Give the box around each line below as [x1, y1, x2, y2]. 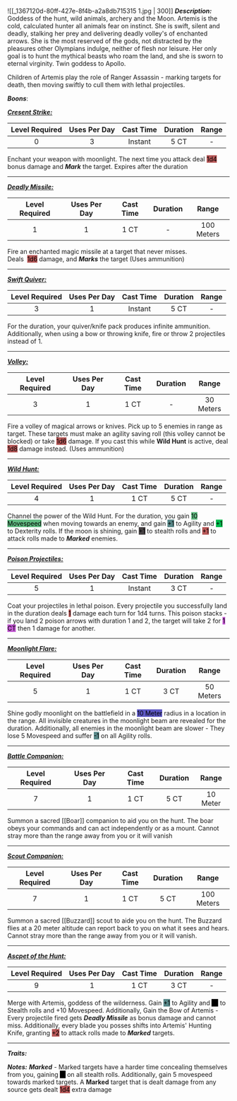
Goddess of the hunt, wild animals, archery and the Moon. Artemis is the [7, 14, 218, 23]
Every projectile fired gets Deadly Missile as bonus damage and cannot [7, 1014, 217, 1022]
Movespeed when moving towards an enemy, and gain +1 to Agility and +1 [7, 519, 223, 527]
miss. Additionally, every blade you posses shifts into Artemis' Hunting [7, 1021, 212, 1030]
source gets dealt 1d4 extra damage [7, 1085, 112, 1093]
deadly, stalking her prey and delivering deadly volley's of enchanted [7, 29, 208, 38]
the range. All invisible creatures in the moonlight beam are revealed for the [7, 717, 226, 725]
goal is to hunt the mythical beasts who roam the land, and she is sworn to [7, 52, 224, 60]
